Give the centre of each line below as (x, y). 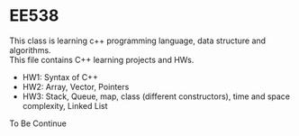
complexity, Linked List (65, 105)
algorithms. (30, 50)
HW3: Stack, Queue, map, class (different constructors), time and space (156, 96)
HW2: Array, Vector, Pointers (76, 86)
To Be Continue (38, 123)
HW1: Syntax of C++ (60, 77)
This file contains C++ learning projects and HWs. (102, 59)
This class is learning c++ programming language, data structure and (138, 41)
